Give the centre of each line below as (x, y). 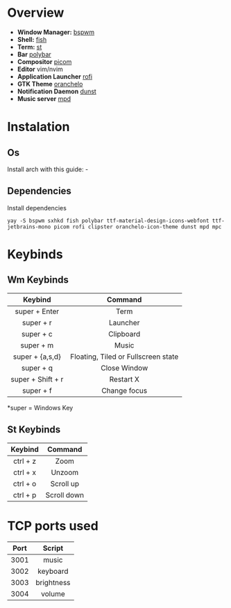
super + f (37, 390)
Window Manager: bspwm (56, 32)
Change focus (125, 390)
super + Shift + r (37, 379)
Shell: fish (32, 39)
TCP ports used (53, 525)
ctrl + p (25, 494)
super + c (37, 334)
